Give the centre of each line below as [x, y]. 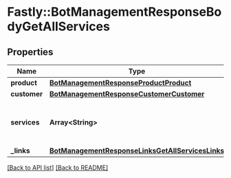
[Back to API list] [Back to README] [58, 168]
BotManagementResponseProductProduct [120, 83]
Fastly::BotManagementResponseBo [114, 12]
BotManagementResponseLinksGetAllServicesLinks [137, 151]
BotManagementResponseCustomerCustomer [127, 94]
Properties [30, 52]
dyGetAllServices [58, 26]
